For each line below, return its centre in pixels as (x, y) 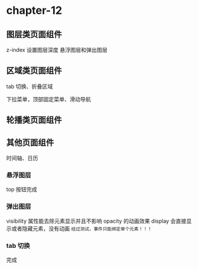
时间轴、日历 (22, 158)
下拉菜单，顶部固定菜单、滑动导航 (49, 99)
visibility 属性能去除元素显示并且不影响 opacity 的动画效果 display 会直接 (97, 221)
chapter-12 (34, 11)
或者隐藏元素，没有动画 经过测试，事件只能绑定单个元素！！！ (81, 228)
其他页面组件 (30, 142)
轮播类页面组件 (34, 120)
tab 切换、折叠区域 (30, 86)
